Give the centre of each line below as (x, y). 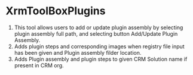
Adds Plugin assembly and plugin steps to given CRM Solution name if (101, 59)
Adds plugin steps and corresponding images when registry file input (99, 46)
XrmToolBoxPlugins (56, 11)
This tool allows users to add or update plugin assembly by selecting (99, 27)
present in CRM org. (39, 65)
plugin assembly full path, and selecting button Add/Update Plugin (96, 33)
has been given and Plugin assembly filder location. (78, 52)
